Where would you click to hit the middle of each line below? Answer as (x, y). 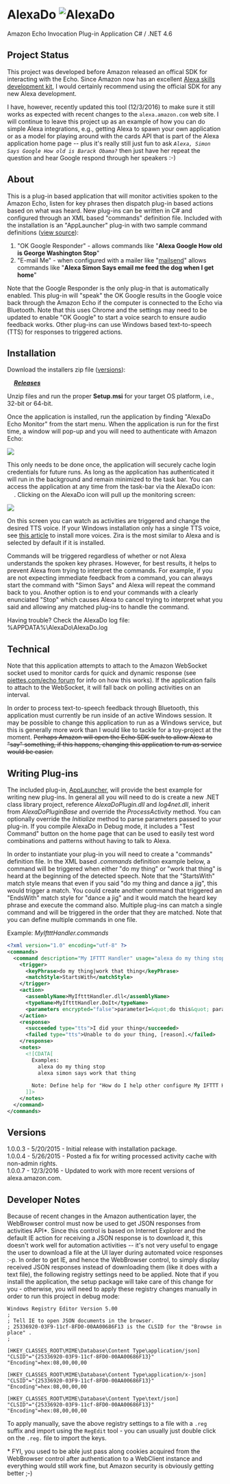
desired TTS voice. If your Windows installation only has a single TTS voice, (114, 528)
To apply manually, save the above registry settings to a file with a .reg (107, 1424)
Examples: (46, 1060)
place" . (20, 1333)
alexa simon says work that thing (87, 1073)
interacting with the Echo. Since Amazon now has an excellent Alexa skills (111, 79)
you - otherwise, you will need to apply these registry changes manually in (112, 1289)
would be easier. (30, 752)
